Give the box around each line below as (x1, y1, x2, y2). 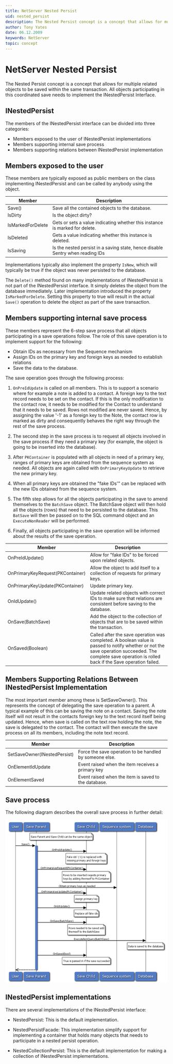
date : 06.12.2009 (5, 30, 43, 36)
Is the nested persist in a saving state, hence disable (52, 245, 163, 251)
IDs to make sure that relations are (90, 595, 163, 601)
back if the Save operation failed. (90, 659, 160, 665)
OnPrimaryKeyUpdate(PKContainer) (7, 582, 84, 589)
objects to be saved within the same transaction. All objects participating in (5, 86, 165, 92)
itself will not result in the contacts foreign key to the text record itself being (5, 713, 166, 719)
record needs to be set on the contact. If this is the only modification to (12, 395, 164, 402)
